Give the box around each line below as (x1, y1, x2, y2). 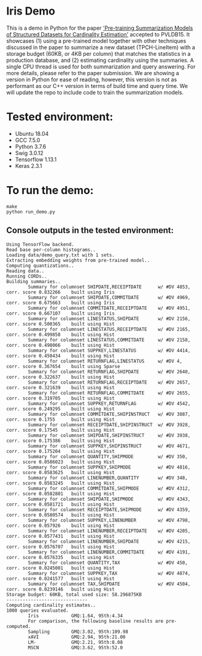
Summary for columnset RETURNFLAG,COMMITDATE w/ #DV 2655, (28, 390, 191, 396)
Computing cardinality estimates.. (6, 602, 96, 608)
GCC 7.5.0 (15, 136, 41, 144)
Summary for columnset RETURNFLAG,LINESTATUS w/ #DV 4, (28, 358, 183, 364)
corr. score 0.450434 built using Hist (6, 353, 115, 359)
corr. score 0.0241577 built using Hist (6, 575, 115, 581)
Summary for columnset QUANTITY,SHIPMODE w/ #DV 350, (28, 454, 188, 460)
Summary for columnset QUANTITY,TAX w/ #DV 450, (28, 560, 188, 566)
